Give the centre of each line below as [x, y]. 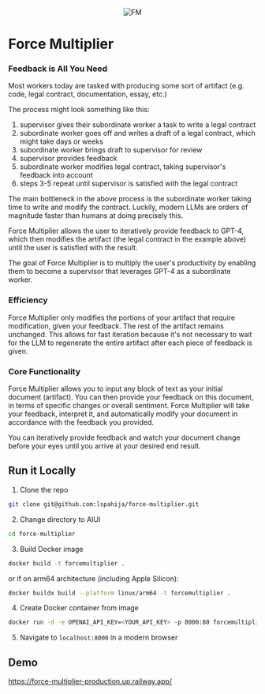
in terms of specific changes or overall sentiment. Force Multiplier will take [129, 406]
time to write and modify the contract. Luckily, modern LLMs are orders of [128, 207]
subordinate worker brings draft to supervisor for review [111, 150]
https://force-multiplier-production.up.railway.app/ [90, 681]
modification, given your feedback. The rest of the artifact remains [116, 326]
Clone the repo [44, 490]
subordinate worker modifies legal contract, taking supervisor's [123, 167]
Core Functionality [45, 371]
